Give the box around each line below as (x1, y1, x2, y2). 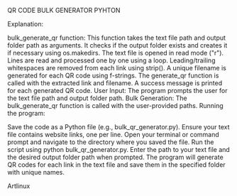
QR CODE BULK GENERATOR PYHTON (7, 6, 121, 14)
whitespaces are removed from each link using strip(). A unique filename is (7, 64, 227, 72)
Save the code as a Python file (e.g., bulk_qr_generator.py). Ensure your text (7, 123, 230, 131)
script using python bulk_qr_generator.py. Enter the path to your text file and (7, 146, 231, 153)
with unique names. (7, 168, 65, 176)
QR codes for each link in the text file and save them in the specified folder (7, 160, 226, 169)
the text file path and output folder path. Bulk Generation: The (7, 94, 187, 102)
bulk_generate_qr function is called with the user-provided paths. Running (7, 102, 224, 109)
